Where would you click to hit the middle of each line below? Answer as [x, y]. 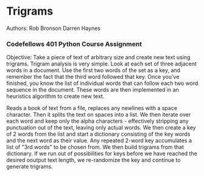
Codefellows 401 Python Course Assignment [74, 44]
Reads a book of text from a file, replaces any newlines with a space [92, 108]
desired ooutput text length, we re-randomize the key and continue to [93, 160]
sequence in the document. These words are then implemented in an [93, 90]
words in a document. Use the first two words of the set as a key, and [93, 70]
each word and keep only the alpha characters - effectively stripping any [97, 121]
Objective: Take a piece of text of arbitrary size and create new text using [98, 57]
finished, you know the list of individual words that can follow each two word [102, 83]
